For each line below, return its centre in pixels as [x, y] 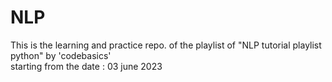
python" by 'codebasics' [61, 55]
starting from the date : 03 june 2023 [86, 66]
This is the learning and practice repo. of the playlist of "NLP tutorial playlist [166, 45]
